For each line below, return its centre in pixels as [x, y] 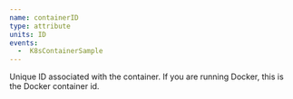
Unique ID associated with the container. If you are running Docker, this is [146, 76]
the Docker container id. [54, 86]
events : [24, 43]
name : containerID [44, 18]
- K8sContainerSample [60, 51]
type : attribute [40, 26]
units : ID [28, 34]
